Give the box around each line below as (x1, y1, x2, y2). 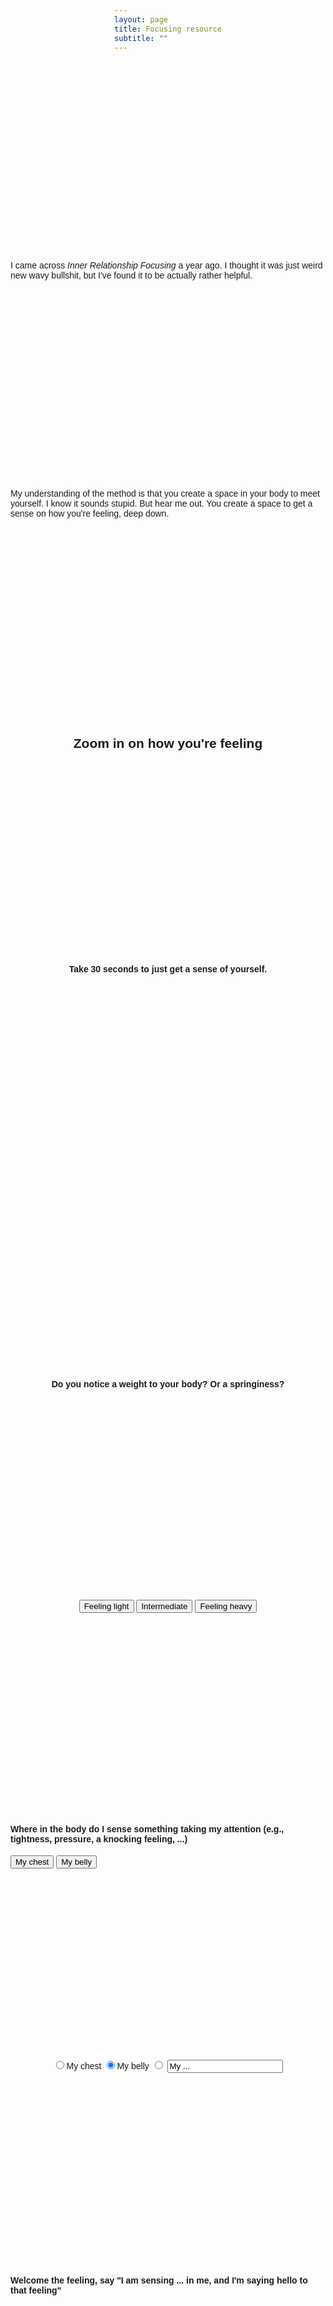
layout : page (114, 15, 168, 25)
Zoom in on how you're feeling (73, 735, 263, 751)
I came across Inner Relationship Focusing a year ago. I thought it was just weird (10, 260, 323, 271)
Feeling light (83, 1601, 130, 1611)
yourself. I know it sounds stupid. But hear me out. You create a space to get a (10, 497, 313, 509)
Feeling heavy (199, 1601, 253, 1611)
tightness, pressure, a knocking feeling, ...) (10, 1833, 188, 1845)
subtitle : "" (114, 33, 169, 43)
